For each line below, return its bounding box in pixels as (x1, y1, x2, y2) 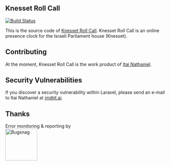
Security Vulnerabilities (5, 76, 83, 85)
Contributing (5, 48, 47, 57)
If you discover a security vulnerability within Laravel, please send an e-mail (5, 89, 165, 96)
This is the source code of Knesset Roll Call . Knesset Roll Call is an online (5, 27, 160, 34)
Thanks (5, 109, 30, 118)
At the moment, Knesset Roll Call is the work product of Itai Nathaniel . (5, 61, 152, 67)
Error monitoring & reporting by (5, 123, 71, 129)
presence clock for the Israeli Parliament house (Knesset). (5, 33, 128, 39)
